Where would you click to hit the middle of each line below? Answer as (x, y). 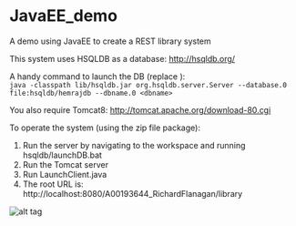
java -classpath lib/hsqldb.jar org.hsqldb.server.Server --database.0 (148, 85)
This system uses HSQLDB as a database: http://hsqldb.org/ (122, 58)
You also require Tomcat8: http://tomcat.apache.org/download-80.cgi (140, 109)
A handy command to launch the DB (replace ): (97, 76)
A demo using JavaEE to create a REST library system (110, 41)
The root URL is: (53, 184)
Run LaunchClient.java (65, 174)
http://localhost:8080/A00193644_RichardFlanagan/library (133, 193)
